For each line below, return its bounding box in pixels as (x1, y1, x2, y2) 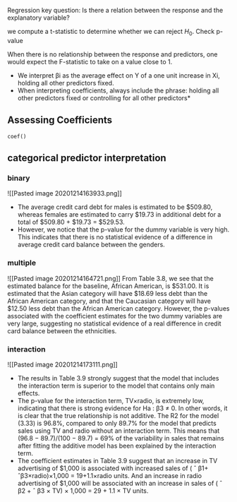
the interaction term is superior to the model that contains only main (17, 381, 215, 390)
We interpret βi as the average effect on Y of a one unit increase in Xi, (17, 71, 220, 80)
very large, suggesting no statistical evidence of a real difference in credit (7, 319, 221, 328)
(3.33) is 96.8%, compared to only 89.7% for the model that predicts (17, 419, 217, 427)
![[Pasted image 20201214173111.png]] (7, 360, 118, 369)
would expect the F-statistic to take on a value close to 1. (7, 57, 173, 66)
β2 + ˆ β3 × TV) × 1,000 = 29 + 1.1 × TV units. (17, 486, 149, 495)
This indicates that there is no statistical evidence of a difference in (17, 233, 213, 241)
